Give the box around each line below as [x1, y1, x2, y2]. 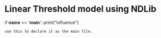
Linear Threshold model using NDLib [4, 3, 157, 15]
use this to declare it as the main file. [4, 29, 93, 34]
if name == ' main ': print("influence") [4, 19, 79, 25]
